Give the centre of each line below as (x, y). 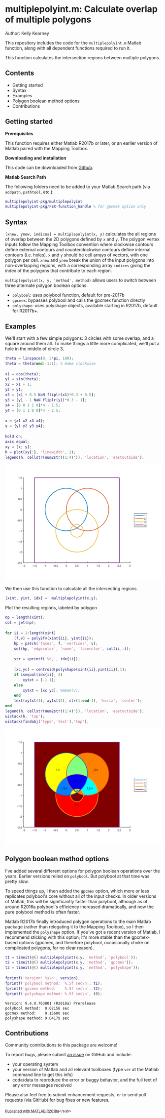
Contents (20, 73)
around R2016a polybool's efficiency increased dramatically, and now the (80, 907)
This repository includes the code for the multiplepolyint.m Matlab (73, 42)
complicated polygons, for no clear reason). (49, 948)
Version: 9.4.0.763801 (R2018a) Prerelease (50, 1003)
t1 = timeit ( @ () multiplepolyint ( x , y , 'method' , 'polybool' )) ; (71, 957)
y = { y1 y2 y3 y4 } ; (25, 426)
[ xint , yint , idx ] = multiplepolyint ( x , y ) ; (51, 599)
